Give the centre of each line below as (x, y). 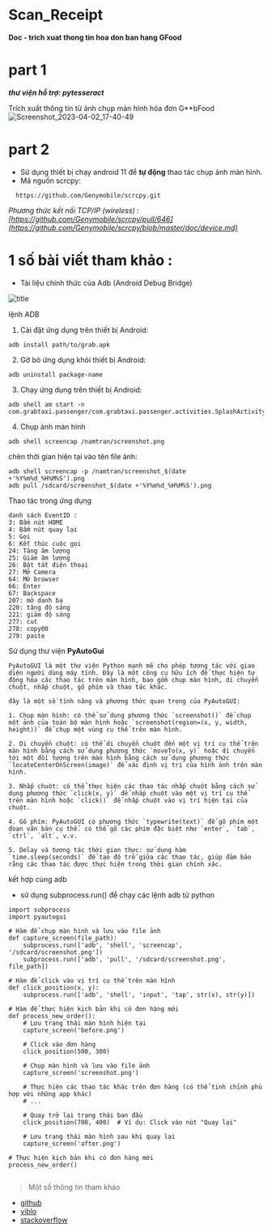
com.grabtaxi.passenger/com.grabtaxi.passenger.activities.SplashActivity (137, 411)
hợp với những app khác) (50, 1094)
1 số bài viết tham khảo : (90, 260)
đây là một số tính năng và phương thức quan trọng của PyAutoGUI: (125, 701)
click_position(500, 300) (67, 1051)
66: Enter (25, 586)
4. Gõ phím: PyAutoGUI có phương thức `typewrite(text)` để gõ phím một (134, 821)
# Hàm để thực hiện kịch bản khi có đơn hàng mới (94, 1009)
